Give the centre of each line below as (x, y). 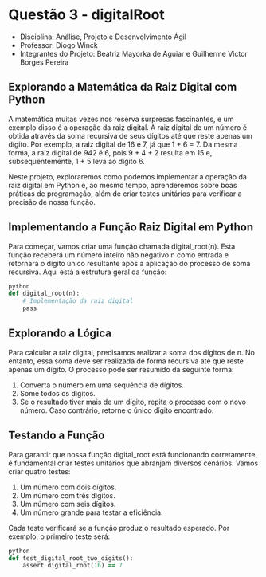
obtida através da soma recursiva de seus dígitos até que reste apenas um (131, 135)
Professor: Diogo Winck (59, 45)
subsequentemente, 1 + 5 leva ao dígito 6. (77, 161)
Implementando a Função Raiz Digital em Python (131, 228)
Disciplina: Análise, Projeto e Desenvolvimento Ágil (103, 37)
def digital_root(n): (44, 294)
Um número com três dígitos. (67, 495)
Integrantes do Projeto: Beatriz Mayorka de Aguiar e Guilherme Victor (134, 53)
